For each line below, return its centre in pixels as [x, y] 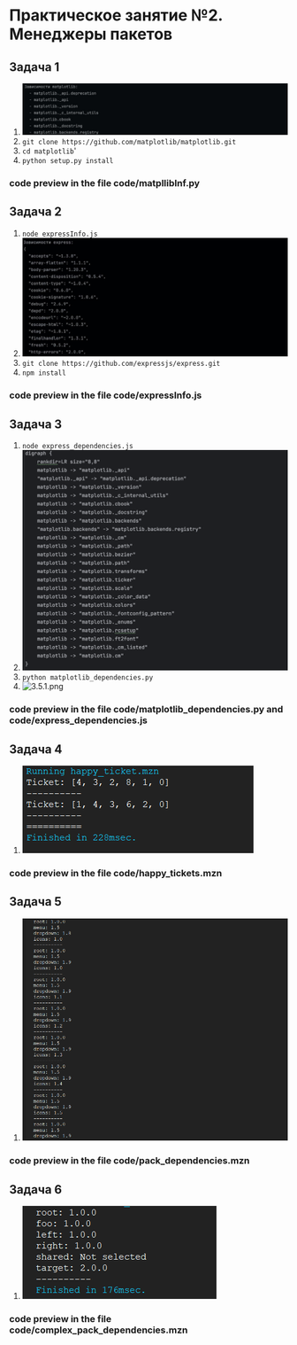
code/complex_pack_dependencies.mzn [99, 1330]
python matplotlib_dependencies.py [88, 678]
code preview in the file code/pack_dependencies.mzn [129, 1161]
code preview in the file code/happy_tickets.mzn [116, 873]
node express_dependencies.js [78, 447]
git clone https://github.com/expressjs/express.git [121, 364]
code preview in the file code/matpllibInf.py [105, 183]
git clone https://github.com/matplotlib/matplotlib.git [129, 142]
